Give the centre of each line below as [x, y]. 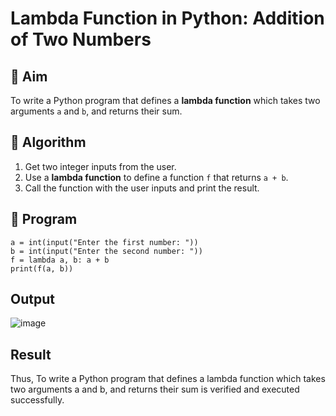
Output [32, 299]
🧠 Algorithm [48, 142]
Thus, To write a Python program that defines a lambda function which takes [168, 379]
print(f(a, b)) [42, 268]
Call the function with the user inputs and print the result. [142, 188]
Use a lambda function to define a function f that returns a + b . [156, 177]
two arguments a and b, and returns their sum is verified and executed [155, 389]
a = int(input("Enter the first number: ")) [104, 242]
